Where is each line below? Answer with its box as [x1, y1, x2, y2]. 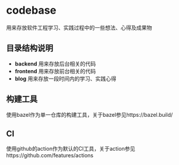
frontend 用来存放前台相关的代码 [14, 67, 96, 74]
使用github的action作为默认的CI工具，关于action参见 [6, 145, 136, 152]
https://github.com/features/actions [6, 152, 94, 159]
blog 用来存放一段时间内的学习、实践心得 [14, 75, 117, 82]
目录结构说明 [6, 43, 54, 54]
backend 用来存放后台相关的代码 [14, 60, 96, 67]
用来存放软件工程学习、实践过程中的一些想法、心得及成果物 [6, 24, 152, 31]
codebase [6, 4, 56, 17]
